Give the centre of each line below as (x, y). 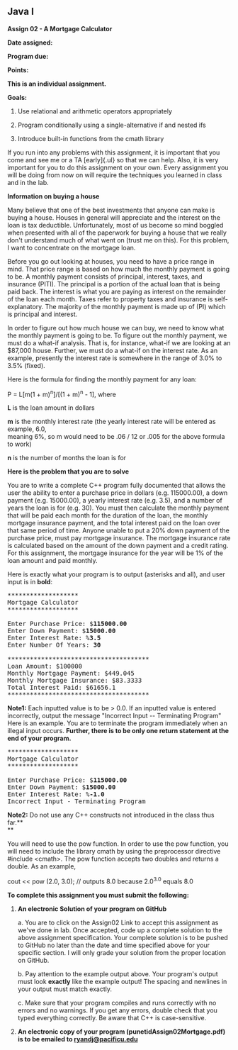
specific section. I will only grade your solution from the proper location (122, 953)
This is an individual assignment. (57, 84)
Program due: (28, 56)
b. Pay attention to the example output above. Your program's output (118, 974)
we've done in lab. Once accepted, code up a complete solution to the (120, 930)
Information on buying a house (53, 196)
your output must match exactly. (64, 989)
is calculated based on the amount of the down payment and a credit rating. (118, 546)
